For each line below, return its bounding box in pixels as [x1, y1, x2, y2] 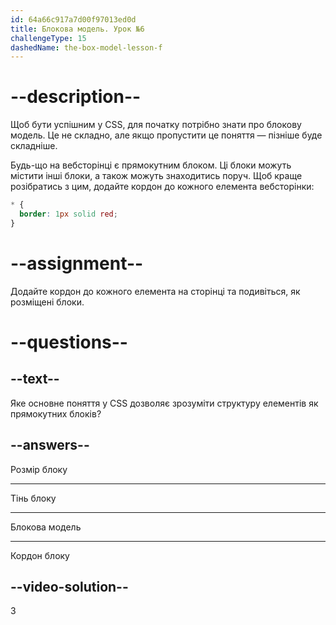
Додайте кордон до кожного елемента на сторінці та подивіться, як [10, 285, 301, 297]
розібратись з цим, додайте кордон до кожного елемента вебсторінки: [10, 181, 315, 193]
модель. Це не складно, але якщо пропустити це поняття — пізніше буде [10, 129, 323, 141]
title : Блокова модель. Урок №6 [10, 24, 145, 34]
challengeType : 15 [10, 33, 87, 43]
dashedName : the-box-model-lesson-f [10, 42, 163, 53]
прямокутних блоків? [10, 407, 102, 420]
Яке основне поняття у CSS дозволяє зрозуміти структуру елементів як [10, 397, 319, 409]
